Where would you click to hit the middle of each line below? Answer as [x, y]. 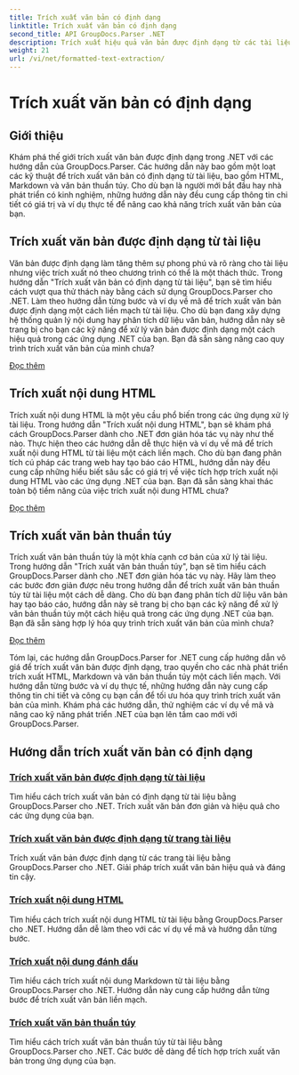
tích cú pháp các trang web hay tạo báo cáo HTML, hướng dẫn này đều [140, 462]
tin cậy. [23, 877]
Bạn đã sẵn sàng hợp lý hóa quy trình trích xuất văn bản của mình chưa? [141, 623]
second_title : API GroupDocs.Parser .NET [87, 34]
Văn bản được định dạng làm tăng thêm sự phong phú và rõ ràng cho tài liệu [149, 263]
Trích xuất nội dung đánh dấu [74, 961]
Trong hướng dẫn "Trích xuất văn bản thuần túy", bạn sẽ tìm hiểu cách [138, 567]
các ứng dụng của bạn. [52, 816]
